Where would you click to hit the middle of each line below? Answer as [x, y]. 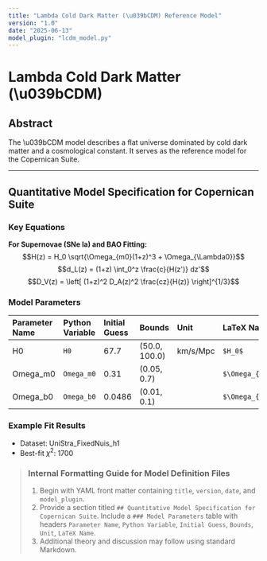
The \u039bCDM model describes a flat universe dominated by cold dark [128, 142]
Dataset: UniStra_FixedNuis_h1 [70, 443]
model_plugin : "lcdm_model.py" [60, 38]
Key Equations [37, 227]
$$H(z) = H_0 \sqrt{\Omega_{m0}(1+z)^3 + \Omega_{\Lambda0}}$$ [133, 256]
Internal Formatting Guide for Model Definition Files [129, 473]
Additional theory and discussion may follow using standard [137, 541]
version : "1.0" [33, 23]
